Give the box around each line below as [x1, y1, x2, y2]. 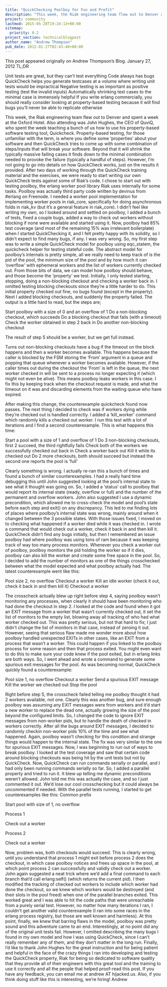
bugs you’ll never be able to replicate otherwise [5, 104, 103, 110]
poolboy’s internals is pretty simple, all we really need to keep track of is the [5, 252, 161, 258]
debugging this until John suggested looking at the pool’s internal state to [5, 478, 156, 484]
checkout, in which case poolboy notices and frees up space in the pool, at [5, 860, 159, 866]
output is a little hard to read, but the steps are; [5, 299, 101, 305]
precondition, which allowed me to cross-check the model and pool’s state [5, 499, 158, 505]
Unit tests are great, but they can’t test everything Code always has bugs [5, 73, 155, 79]
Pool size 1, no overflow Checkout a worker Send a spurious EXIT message [5, 676, 159, 682]
